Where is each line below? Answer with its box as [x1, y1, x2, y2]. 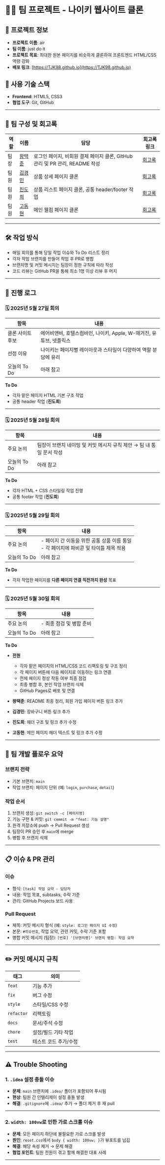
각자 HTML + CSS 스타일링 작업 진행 [12, 488, 83, 494]
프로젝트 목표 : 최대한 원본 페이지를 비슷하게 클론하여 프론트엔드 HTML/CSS [12, 52, 157, 58]
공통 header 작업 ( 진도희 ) [12, 399, 61, 404]
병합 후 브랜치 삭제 [12, 835, 48, 840]
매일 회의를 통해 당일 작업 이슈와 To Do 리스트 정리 [12, 250, 110, 255]
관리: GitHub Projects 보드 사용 [12, 898, 73, 904]
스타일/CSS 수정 [32, 1001, 69, 1008]
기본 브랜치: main [12, 778, 45, 784]
